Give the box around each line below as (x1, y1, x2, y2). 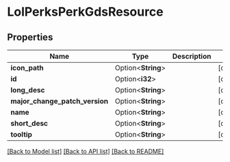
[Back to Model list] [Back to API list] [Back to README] (7, 148, 164, 155)
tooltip (10, 130, 33, 139)
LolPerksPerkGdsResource (7, 4, 164, 20)
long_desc (10, 85, 45, 94)
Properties (7, 31, 53, 43)
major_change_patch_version (10, 96, 108, 106)
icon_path (10, 63, 44, 72)
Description (172, 52, 212, 61)
